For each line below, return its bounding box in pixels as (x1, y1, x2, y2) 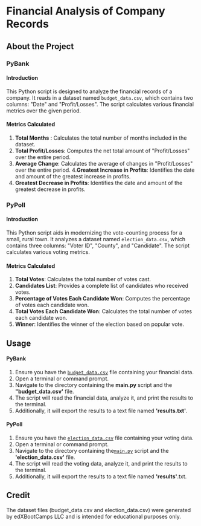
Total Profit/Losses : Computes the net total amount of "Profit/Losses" (14, 147, 190, 154)
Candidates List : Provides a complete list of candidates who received (14, 282, 189, 290)
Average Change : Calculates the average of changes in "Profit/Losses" (14, 160, 193, 167)
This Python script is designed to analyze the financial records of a (6, 88, 173, 95)
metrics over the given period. (6, 107, 81, 114)
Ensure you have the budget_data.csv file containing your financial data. (14, 368, 194, 375)
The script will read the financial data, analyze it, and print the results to (14, 394, 193, 401)
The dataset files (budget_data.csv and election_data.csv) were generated (6, 506, 191, 513)
